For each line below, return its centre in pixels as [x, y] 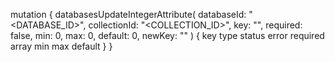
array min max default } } [61, 46]
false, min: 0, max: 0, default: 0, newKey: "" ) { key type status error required [167, 35]
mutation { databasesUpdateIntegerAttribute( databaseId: [128, 14]
